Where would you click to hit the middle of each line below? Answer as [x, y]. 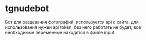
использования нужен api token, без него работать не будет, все [73, 27]
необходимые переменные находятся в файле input [60, 32]
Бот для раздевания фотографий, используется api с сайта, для [72, 22]
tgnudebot [27, 9]
